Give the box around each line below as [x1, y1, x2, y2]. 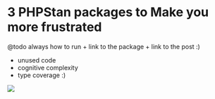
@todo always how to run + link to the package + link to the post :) [7, 42, 201, 51]
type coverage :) [17, 71, 66, 79]
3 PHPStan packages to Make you [7, 4, 209, 20]
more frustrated [7, 19, 102, 35]
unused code [17, 55, 56, 64]
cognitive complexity [17, 63, 79, 72]
